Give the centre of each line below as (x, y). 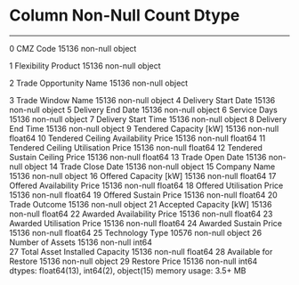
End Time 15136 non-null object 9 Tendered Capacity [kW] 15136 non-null (144, 128)
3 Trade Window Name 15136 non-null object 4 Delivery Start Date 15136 (142, 100)
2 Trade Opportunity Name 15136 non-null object (99, 83)
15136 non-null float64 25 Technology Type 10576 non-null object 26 (136, 232)
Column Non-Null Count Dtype (125, 16)
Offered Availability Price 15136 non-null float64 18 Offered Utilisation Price (146, 185)
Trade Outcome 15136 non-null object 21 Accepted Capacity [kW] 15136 (141, 204)
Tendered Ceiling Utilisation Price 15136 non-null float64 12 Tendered (136, 147)
